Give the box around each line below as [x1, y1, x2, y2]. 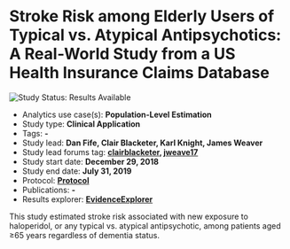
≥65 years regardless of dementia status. [9, 230, 160, 240]
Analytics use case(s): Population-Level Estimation [21, 109, 213, 120]
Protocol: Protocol [21, 175, 90, 185]
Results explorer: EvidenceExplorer [21, 193, 153, 205]
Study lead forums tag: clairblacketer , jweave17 [21, 146, 199, 157]
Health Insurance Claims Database [9, 63, 270, 83]
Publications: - [21, 184, 75, 195]
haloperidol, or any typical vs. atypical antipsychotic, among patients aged [9, 220, 281, 231]
